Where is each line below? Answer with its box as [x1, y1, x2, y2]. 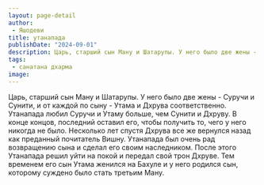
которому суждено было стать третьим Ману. [8, 168, 165, 177]
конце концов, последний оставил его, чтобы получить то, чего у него [8, 117, 247, 126]
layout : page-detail [8, 11, 77, 20]
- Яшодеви [11, 26, 44, 34]
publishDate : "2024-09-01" [8, 41, 98, 49]
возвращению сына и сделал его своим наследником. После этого [8, 142, 237, 152]
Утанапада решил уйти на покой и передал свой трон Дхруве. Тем [8, 151, 235, 160]
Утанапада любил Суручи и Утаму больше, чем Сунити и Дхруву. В [8, 108, 238, 119]
